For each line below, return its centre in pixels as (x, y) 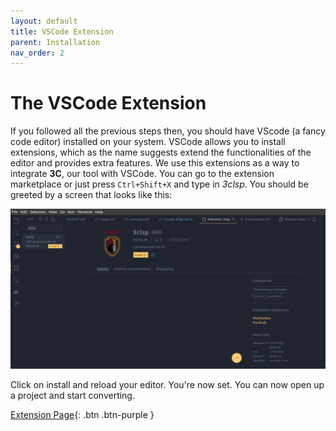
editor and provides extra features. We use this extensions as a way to (155, 163)
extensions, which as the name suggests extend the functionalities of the (161, 152)
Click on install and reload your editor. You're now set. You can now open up (167, 385)
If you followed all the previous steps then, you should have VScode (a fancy (168, 131)
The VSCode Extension (108, 103)
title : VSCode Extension (62, 31)
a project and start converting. (72, 396)
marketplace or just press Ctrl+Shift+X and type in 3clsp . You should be (159, 184)
